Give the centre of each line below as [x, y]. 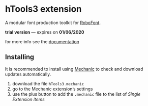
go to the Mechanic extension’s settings [53, 89]
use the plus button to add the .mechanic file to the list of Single [76, 94]
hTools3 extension [44, 9]
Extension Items [29, 99]
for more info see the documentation [42, 41]
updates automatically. [28, 74]
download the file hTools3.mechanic [48, 83]
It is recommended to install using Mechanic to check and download [74, 69]
